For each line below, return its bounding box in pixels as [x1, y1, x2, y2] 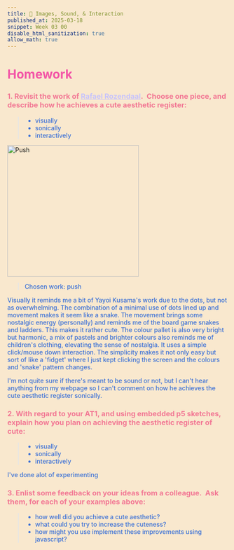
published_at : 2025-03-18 [7, 17, 83, 24]
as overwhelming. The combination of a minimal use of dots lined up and [7, 303, 219, 312]
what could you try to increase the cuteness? [34, 520, 167, 529]
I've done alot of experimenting [7, 470, 99, 479]
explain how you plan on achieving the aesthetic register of [7, 418, 213, 427]
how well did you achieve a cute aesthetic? [34, 513, 160, 521]
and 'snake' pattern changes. [7, 362, 93, 371]
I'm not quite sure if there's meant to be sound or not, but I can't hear [7, 376, 209, 385]
